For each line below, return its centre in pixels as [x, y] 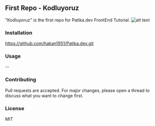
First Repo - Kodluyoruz [42, 8]
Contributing [21, 80]
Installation [19, 32]
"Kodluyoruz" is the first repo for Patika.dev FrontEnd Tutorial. [67, 20]
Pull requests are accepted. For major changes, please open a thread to [77, 90]
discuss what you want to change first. [44, 95]
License [15, 108]
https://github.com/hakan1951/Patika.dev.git [50, 43]
